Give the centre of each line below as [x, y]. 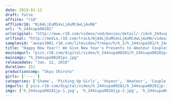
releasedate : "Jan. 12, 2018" [38, 62]
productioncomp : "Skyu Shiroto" [40, 72]
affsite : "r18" [21, 19]
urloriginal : [19, 34]
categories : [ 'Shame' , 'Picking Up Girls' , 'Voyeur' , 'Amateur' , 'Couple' [87, 81]
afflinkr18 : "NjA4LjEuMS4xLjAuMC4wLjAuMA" [51, 24]
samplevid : [17, 43]
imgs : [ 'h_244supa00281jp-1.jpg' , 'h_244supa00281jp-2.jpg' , [72, 91]
